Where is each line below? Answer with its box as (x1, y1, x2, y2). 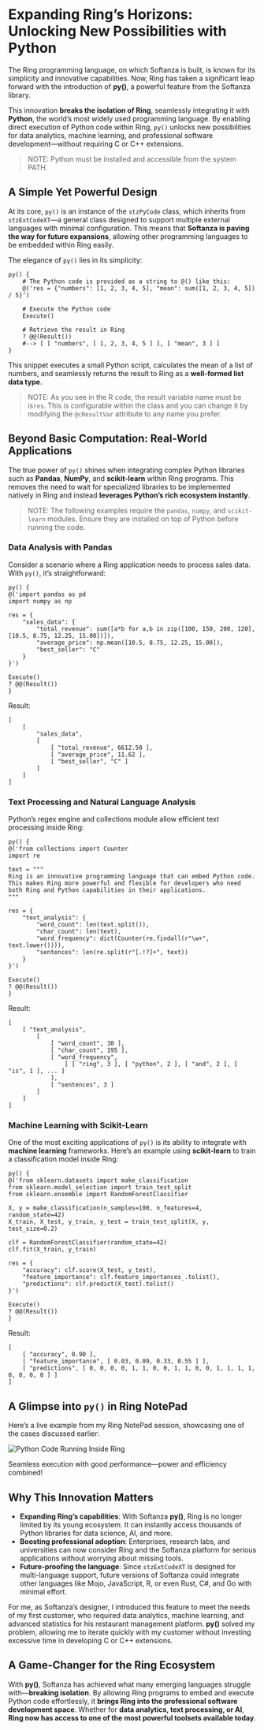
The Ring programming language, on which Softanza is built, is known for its (8, 65, 256, 74)
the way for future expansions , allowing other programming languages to (8, 231, 248, 241)
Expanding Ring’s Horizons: (8, 6, 193, 24)
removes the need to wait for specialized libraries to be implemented (8, 482, 231, 491)
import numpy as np (8, 597, 73, 605)
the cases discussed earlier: (8, 1429, 100, 1438)
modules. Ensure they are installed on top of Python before (46, 514, 239, 524)
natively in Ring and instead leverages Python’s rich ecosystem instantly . (8, 490, 251, 500)
